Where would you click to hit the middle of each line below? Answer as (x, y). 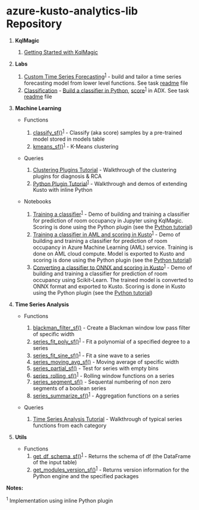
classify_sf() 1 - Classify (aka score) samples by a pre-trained (108, 132)
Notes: (15, 488)
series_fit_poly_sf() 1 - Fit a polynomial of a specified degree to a (111, 341)
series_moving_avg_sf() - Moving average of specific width (106, 361)
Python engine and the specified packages (86, 476)
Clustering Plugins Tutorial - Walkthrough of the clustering (105, 170)
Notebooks (37, 201)
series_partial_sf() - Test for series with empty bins (96, 368)
